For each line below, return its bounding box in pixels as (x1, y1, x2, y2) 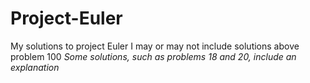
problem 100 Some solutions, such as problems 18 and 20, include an (10, 50, 297, 62)
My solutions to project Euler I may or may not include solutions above (10, 40, 300, 52)
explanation (10, 61, 60, 73)
